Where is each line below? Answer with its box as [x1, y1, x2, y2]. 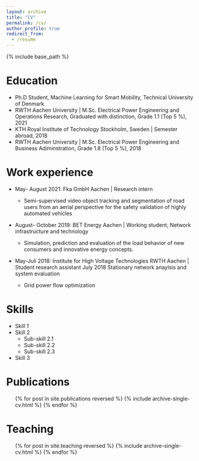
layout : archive [6, 8, 47, 15]
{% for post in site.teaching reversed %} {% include [14, 442, 143, 449]
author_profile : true [6, 25, 60, 32]
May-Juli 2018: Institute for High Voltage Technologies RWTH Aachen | [14, 257, 189, 264]
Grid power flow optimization [23, 281, 96, 289]
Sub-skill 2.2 [23, 341, 56, 348]
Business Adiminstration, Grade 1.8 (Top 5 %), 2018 [14, 144, 142, 151]
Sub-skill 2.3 [23, 348, 55, 355]
